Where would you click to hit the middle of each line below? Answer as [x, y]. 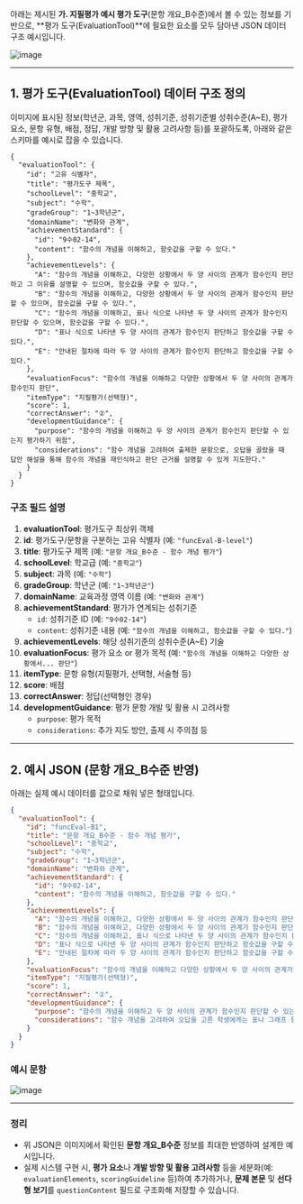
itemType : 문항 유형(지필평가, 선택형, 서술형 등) [107, 674]
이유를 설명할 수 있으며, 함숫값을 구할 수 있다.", [117, 284]
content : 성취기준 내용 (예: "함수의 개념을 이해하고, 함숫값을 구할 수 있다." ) [165, 630]
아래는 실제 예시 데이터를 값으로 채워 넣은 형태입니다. [102, 793]
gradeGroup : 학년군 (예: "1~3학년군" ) [89, 585]
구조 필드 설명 [38, 507]
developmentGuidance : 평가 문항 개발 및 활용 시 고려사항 [126, 708]
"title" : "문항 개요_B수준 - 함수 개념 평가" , [104, 835]
